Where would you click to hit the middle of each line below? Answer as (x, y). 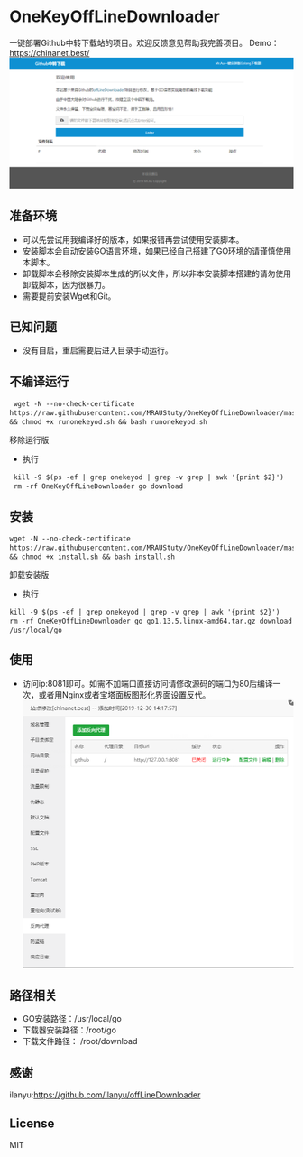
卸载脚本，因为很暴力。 (66, 284)
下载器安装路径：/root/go (69, 1030)
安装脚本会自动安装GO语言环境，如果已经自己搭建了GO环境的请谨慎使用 (157, 251)
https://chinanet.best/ (50, 52)
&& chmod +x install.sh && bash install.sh (92, 557)
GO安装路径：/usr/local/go (72, 1019)
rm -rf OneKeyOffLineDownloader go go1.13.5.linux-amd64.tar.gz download (151, 621)
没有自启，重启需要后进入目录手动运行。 (97, 350)
